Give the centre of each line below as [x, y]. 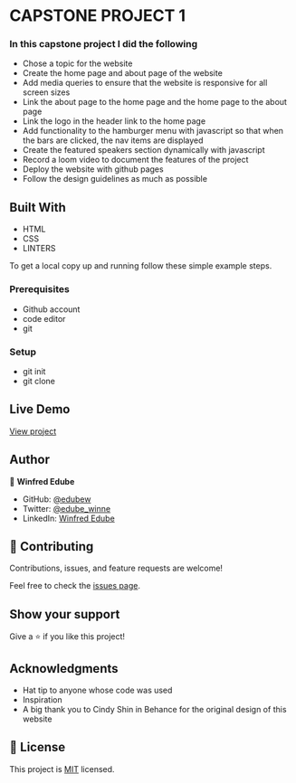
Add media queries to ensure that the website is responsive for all [145, 83]
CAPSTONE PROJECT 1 [98, 16]
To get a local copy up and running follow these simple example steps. [141, 266]
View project [33, 431]
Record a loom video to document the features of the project [135, 160]
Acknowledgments [64, 669]
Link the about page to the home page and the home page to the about [155, 102]
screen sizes [46, 92]
